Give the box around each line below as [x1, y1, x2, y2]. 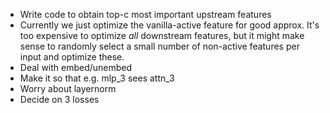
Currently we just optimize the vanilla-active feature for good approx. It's [19, 19, 320, 31]
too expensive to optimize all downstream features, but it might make [19, 30, 305, 41]
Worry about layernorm [19, 83, 117, 94]
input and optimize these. [19, 51, 125, 63]
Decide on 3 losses [19, 94, 100, 105]
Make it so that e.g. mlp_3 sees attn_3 [19, 72, 175, 84]
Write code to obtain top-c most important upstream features [19, 9, 272, 20]
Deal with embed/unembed [19, 62, 133, 73]
